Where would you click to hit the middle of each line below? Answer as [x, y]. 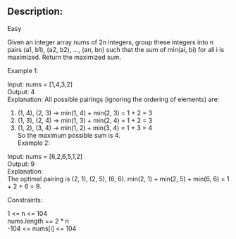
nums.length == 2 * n [38, 221]
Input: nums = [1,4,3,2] [40, 84]
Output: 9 [21, 164]
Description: [35, 12]
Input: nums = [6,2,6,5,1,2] [45, 156]
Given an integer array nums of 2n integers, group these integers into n [110, 42]
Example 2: [34, 143]
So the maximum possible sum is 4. [69, 135]
